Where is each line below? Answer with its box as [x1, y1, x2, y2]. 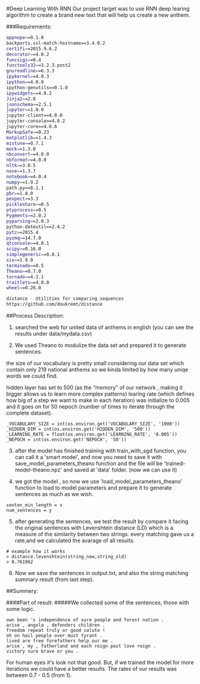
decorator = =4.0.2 [6, 51, 50, 57]
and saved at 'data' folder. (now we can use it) [63, 466, 177, 473]
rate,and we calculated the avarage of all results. [14, 537, 136, 544]
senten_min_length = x [6, 502, 63, 508]
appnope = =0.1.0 [6, 35, 44, 41]
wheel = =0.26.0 [6, 285, 42, 291]
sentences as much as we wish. [14, 491, 94, 497]
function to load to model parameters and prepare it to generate [14, 484, 172, 491]
